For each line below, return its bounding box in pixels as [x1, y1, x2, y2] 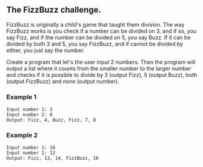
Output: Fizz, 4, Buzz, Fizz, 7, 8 [6, 117, 96, 123]
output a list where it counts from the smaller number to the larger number [6, 65, 191, 72]
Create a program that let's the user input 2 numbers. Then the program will [6, 58, 196, 65]
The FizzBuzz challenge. [6, 5, 102, 15]
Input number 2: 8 [6, 112, 53, 118]
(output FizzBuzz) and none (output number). [6, 77, 119, 85]
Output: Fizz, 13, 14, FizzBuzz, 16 [6, 156, 99, 162]
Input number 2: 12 [6, 150, 56, 156]
